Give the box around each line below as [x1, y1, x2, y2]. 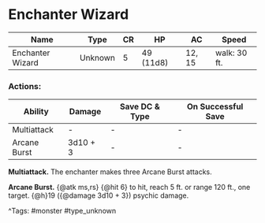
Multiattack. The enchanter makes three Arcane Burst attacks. [8, 167, 213, 177]
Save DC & [119, 101, 160, 112]
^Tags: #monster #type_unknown [8, 206, 117, 216]
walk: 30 [215, 47, 248, 58]
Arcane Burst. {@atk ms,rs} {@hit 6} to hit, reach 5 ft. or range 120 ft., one [8, 183, 251, 192]
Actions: [8, 80, 42, 91]
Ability [23, 106, 49, 117]
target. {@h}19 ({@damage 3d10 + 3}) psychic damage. [8, 191, 189, 200]
